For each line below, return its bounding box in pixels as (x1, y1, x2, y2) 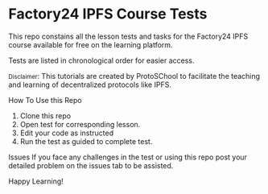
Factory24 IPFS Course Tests (8, 5, 208, 23)
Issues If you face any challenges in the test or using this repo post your (8, 152, 248, 162)
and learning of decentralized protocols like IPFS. (8, 80, 171, 89)
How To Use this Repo (8, 95, 82, 105)
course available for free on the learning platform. (8, 39, 173, 49)
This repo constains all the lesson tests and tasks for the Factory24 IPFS (8, 31, 249, 41)
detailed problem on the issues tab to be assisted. (8, 160, 174, 170)
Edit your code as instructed (19, 128, 114, 138)
